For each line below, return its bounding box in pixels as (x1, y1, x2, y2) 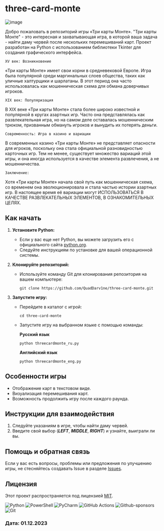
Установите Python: (12, 227, 55, 233)
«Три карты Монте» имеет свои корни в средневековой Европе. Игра (5, 67, 152, 73)
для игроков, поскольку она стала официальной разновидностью (5, 145, 143, 151)
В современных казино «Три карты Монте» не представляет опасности (5, 140, 156, 146)
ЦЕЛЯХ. (5, 199, 21, 206)
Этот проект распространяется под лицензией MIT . (5, 493, 114, 499)
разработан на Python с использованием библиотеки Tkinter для (5, 44, 141, 50)
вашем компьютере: (19, 276, 63, 282)
